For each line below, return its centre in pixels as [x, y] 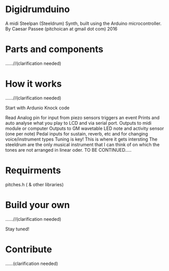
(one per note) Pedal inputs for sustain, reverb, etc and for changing [77, 133]
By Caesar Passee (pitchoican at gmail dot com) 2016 [62, 28]
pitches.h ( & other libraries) [35, 184]
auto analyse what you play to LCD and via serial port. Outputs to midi [78, 123]
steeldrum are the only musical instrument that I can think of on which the [82, 144]
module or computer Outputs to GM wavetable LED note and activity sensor [85, 128]
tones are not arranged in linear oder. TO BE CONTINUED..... [68, 150]
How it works [34, 84]
